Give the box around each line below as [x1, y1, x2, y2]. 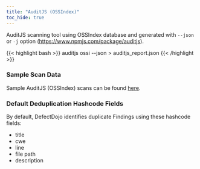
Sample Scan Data [6, 71, 62, 79]
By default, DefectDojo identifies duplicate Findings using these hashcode [6, 113, 191, 121]
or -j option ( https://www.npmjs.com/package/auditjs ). [6, 37, 144, 45]
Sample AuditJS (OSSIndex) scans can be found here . [6, 84, 141, 91]
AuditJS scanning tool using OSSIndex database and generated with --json [6, 31, 195, 38]
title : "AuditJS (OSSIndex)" [6, 8, 80, 15]
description [15, 157, 44, 164]
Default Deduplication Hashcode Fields [6, 99, 124, 107]
